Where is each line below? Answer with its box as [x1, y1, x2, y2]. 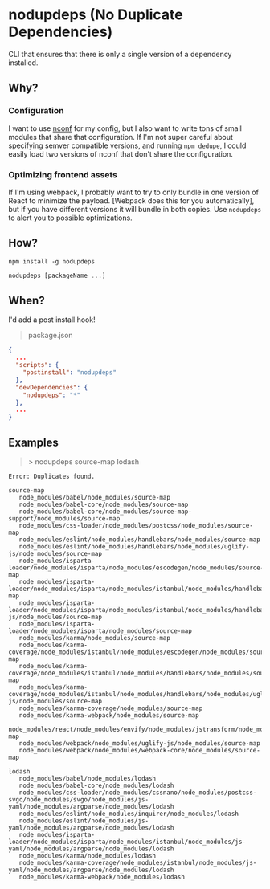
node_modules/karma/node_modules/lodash [18, 851, 157, 860]
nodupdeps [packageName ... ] [8, 271, 106, 279]
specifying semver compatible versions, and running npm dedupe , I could [8, 141, 247, 150]
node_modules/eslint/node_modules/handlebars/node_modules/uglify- [18, 542, 250, 551]
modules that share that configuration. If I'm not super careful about [8, 132, 233, 141]
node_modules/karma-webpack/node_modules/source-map [18, 711, 199, 720]
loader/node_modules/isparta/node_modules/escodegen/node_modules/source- [8, 564, 264, 572]
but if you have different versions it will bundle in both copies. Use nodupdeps [8, 204, 262, 214]
